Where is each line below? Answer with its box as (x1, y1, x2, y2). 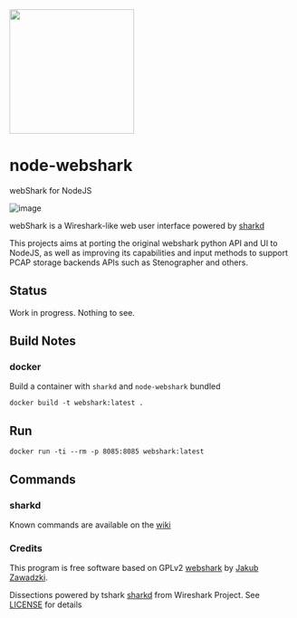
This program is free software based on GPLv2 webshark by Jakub (9, 563, 259, 574)
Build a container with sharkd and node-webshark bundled (9, 381, 221, 392)
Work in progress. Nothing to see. (9, 307, 136, 318)
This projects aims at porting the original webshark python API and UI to (9, 237, 278, 248)
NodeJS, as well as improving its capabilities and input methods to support (9, 247, 288, 258)
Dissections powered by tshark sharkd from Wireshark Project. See (9, 590, 260, 601)
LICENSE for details (9, 599, 82, 610)
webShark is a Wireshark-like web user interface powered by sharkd (9, 220, 265, 231)
